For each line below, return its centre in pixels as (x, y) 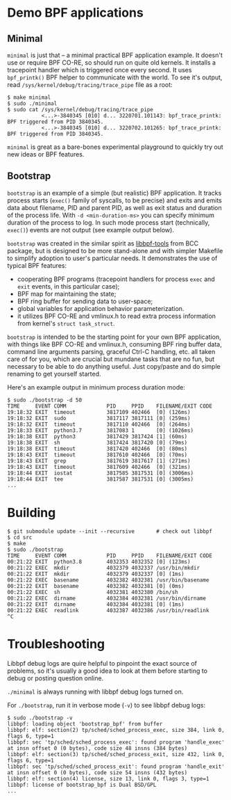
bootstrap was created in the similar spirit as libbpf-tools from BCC (103, 243)
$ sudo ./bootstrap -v (40, 718)
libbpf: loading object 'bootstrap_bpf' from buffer (85, 724)
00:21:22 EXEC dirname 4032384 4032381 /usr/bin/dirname (107, 598)
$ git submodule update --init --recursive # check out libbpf (110, 531)
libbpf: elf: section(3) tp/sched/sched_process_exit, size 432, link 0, (116, 754)
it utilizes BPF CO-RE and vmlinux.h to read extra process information (117, 316)
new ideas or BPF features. (46, 154)
